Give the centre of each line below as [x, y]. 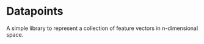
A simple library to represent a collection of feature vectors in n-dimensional [102, 28]
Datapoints [35, 11]
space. [15, 34]
